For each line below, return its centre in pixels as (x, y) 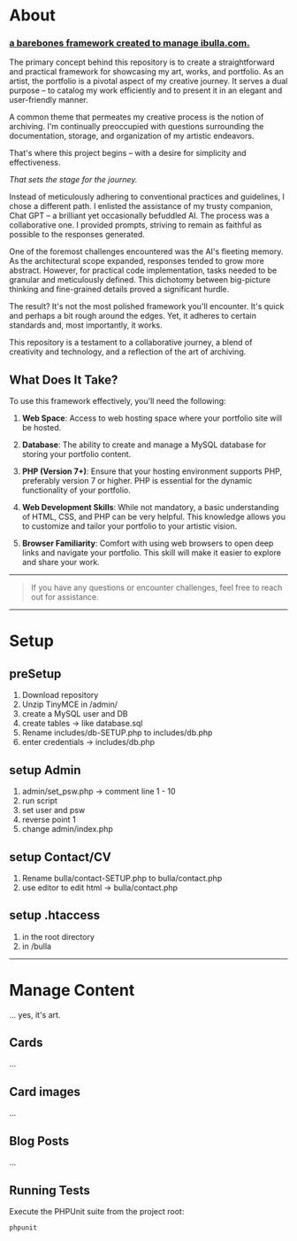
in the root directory (58, 936)
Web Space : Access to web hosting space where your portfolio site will (152, 418)
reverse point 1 (49, 819)
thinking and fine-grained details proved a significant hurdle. (119, 290)
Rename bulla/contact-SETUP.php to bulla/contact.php (122, 878)
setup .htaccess (55, 915)
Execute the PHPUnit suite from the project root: (97, 1211)
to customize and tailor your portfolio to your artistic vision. (129, 526)
